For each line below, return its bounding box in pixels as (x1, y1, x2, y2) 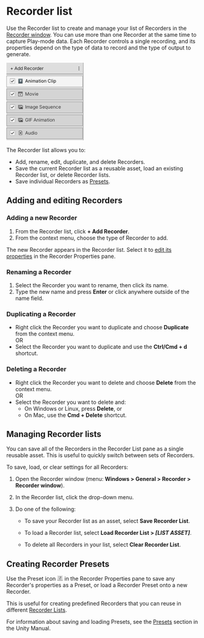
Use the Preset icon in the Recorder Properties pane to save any (6, 575, 175, 582)
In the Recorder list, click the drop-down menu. (15, 494, 134, 501)
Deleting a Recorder (6, 365, 67, 373)
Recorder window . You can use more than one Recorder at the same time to (6, 31, 197, 38)
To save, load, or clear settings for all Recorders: (6, 463, 128, 471)
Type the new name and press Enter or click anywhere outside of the (15, 288, 189, 295)
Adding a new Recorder (6, 214, 78, 222)
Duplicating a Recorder (6, 310, 76, 318)
